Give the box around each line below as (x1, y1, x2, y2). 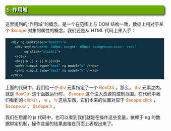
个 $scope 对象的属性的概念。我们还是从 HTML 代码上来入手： (5, 27, 136, 33)
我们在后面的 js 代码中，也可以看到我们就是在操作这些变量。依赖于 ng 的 (5, 114, 156, 120)
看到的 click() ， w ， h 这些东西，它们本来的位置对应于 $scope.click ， (9, 97, 158, 103)
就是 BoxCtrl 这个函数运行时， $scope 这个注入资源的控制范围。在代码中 (5, 90, 156, 96)
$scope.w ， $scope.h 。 (5, 103, 58, 109)
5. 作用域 (7, 7, 28, 13)
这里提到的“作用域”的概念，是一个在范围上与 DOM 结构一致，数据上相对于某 (5, 21, 164, 27)
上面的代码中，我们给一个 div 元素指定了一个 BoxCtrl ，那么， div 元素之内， (5, 84, 164, 90)
